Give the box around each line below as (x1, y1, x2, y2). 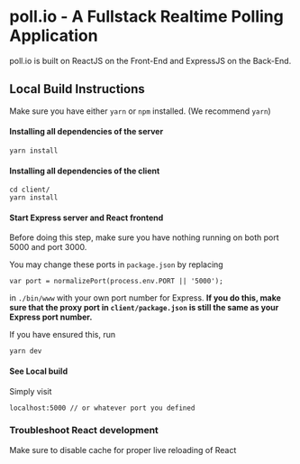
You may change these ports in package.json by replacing (9, 259, 223, 270)
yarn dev (9, 347, 42, 356)
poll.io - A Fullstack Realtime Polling (9, 6, 284, 27)
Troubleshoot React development (9, 424, 159, 437)
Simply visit (9, 385, 52, 396)
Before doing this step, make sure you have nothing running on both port (9, 232, 279, 243)
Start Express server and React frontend (9, 212, 164, 223)
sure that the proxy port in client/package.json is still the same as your (9, 302, 279, 313)
